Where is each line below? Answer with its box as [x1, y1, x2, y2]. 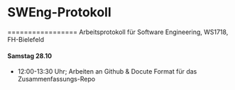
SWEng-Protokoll [7, 4, 111, 21]
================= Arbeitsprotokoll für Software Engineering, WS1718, [7, 28, 229, 36]
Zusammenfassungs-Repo [17, 75, 96, 84]
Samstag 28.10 [7, 51, 52, 60]
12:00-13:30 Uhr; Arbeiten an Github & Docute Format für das [17, 67, 197, 76]
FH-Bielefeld [7, 35, 45, 43]
